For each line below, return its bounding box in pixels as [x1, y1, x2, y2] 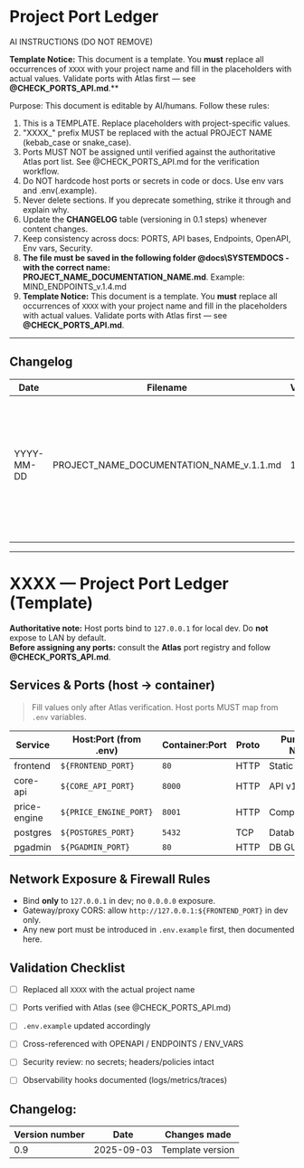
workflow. [22, 166, 60, 176]
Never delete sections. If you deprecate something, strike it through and [22, 195, 291, 205]
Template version [161, 1144, 235, 1156]
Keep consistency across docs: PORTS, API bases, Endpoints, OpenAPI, [22, 233, 291, 243]
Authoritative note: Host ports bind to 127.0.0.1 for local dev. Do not [9, 622, 269, 633]
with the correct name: [22, 261, 110, 272]
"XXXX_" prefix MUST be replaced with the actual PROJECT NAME [22, 127, 273, 138]
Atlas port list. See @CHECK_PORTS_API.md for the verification [22, 156, 260, 166]
